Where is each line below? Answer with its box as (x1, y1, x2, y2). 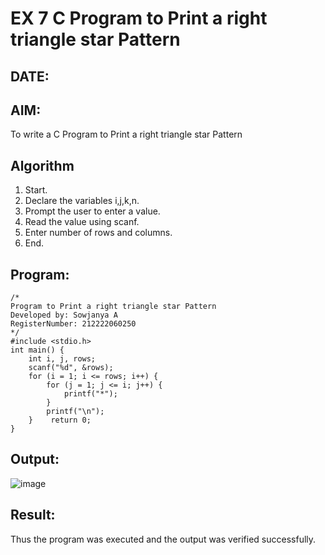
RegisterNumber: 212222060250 (10, 319, 137, 329)
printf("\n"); (46, 407, 105, 417)
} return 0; (28, 415, 92, 426)
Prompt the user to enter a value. (24, 205, 161, 217)
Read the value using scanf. (24, 216, 140, 228)
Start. (24, 184, 48, 196)
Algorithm (10, 157, 75, 174)
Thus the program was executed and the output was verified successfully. (10, 533, 317, 545)
